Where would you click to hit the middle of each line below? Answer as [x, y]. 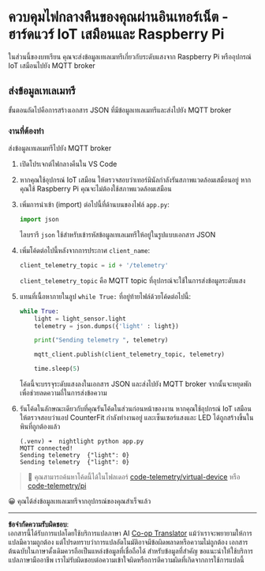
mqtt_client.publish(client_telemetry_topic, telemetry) [130, 355]
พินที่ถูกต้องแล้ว [40, 426]
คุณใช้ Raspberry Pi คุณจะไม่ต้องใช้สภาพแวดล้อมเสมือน [95, 189]
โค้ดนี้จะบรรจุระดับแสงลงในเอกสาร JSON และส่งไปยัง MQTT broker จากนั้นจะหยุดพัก [136, 384]
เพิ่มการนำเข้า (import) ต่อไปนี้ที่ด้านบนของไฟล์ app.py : [94, 205]
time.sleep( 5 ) [57, 369]
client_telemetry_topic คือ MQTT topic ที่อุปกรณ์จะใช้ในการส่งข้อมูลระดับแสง [132, 280]
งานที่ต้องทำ [26, 130]
